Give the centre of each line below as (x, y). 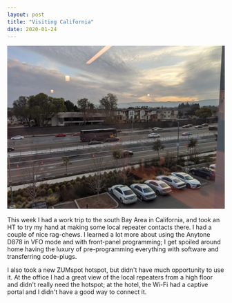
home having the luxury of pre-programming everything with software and (113, 249)
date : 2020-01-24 (32, 29)
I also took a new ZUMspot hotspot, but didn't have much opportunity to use (116, 270)
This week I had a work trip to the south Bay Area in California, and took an (114, 220)
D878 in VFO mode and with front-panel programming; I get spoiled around (114, 242)
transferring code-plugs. (42, 257)
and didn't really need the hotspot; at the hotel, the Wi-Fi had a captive (108, 285)
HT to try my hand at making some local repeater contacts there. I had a (109, 227)
